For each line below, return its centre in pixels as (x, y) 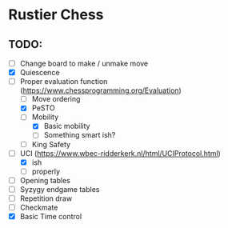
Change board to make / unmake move (84, 63)
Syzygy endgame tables (60, 189)
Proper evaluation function (64, 82)
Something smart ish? (80, 135)
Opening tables (45, 180)
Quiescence (40, 73)
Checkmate (39, 207)
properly (46, 171)
